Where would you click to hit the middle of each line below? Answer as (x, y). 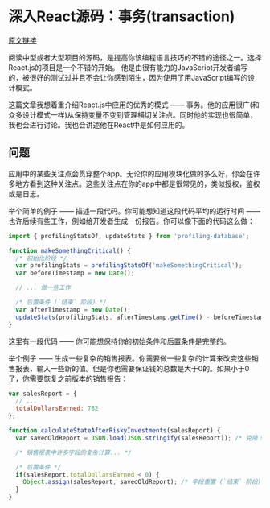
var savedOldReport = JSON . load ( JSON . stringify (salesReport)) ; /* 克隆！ (140, 438)
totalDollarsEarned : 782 (57, 409)
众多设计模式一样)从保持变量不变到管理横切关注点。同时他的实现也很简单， (133, 114)
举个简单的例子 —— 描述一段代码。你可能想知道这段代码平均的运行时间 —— (135, 211)
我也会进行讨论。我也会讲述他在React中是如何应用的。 (99, 125)
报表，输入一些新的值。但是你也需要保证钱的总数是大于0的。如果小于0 (132, 368)
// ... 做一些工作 (43, 288)
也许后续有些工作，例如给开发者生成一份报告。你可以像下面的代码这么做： (131, 221)
